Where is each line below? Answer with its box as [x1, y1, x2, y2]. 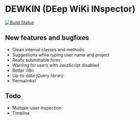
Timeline [12, 110, 30, 116]
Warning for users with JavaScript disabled [12, 62, 99, 68]
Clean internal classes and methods [12, 46, 84, 52]
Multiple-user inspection [12, 105, 62, 111]
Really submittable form [12, 57, 60, 63]
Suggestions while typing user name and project [12, 52, 110, 58]
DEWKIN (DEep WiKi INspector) [5, 3, 136, 15]
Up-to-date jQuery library [12, 72, 64, 79]
